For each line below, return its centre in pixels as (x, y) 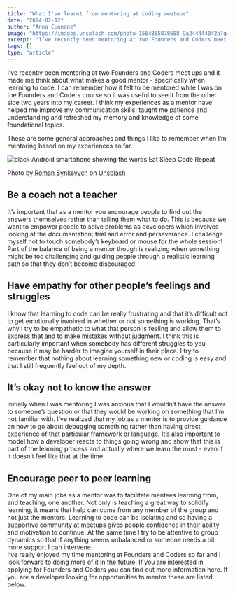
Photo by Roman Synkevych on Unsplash (66, 173)
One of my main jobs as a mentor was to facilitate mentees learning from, (113, 495)
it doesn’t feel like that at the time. (56, 456)
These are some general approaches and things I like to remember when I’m (117, 138)
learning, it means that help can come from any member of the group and (113, 510)
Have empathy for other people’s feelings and (109, 286)
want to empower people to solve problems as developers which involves (113, 226)
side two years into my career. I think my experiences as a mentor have (110, 102)
